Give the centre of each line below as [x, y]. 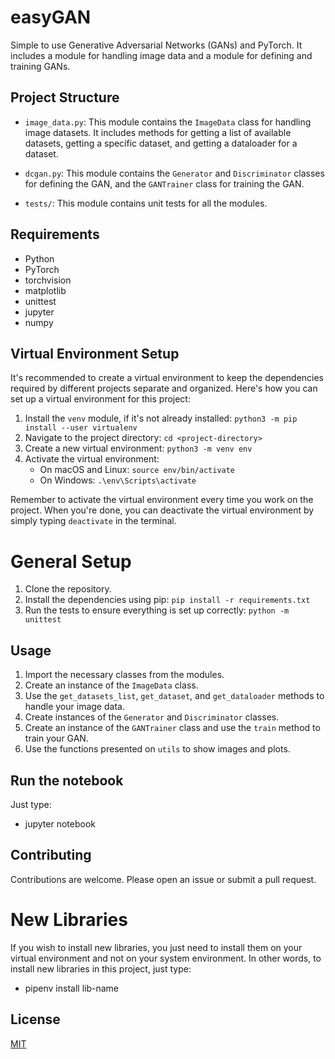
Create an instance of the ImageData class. [111, 685]
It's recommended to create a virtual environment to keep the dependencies [167, 378]
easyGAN [51, 17]
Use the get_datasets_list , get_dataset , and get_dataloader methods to [174, 696]
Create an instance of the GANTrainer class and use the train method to [172, 728]
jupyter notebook [60, 823]
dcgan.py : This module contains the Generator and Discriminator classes [174, 173]
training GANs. [40, 66]
